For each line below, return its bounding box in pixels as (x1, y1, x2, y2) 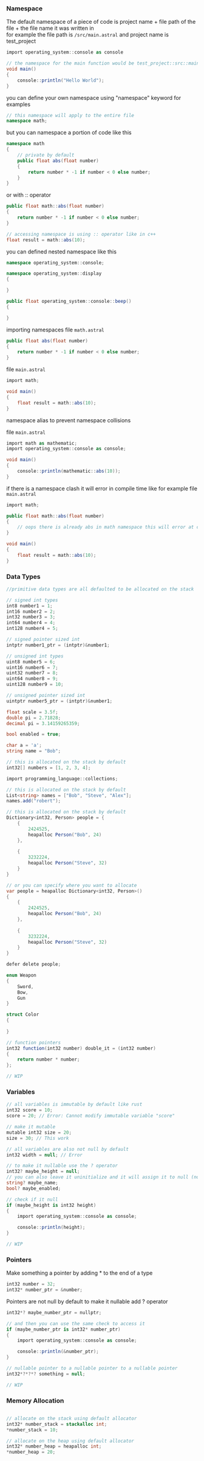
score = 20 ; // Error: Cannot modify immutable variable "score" (6, 1113, 175, 1119)
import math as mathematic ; (6, 440, 78, 446)
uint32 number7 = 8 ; (6, 670, 59, 676)
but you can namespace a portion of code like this (6, 129, 132, 136)
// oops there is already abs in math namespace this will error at (17, 524, 194, 531)
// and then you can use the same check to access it (6, 1320, 146, 1326)
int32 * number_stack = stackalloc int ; (6, 1421, 107, 1427)
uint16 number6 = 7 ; (6, 664, 59, 671)
